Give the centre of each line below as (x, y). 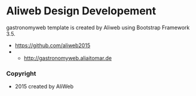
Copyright (21, 73)
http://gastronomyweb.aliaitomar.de (68, 58)
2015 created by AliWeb (44, 86)
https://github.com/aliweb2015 (53, 45)
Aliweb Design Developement (81, 11)
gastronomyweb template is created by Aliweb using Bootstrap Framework (98, 27)
